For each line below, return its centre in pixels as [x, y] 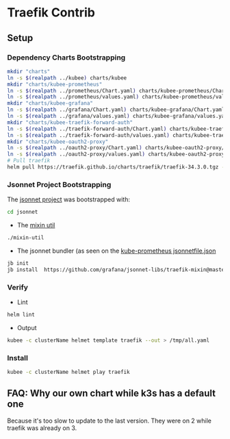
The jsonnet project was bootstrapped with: [69, 199]
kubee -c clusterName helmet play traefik [68, 372]
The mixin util [36, 225]
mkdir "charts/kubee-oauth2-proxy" [58, 142]
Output [27, 327]
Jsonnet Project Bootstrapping [59, 184]
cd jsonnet [23, 212]
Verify [18, 287]
